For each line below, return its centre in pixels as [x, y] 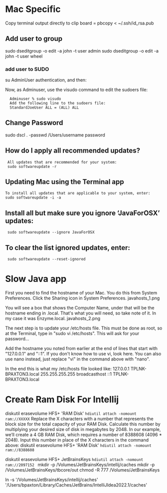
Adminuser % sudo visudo [35, 99]
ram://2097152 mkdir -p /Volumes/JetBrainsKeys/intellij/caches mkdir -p [80, 464]
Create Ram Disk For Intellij [62, 400]
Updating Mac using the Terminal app [65, 182]
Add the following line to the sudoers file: [58, 103]
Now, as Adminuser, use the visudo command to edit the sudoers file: [77, 90]
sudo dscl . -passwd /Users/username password [55, 135]
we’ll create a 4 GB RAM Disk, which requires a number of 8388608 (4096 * [83, 434]
